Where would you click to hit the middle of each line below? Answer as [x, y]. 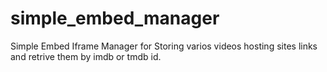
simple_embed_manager [115, 18]
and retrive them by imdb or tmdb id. [86, 56]
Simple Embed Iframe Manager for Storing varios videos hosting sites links [164, 46]
